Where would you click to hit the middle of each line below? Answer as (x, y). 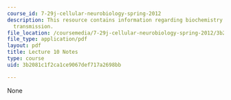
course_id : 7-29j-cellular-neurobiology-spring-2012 (84, 13)
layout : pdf (24, 46)
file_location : (29, 33)
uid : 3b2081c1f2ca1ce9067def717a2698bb (64, 65)
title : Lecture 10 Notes (43, 52)
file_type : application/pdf (47, 39)
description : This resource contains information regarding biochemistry (115, 20)
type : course (26, 59)
